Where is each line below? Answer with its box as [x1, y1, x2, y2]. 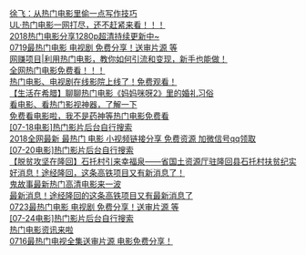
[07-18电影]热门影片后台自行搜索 [9, 122, 133, 132]
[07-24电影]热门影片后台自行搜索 [9, 213, 135, 223]
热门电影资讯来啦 [9, 224, 74, 235]
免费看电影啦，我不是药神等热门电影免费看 [9, 110, 169, 121]
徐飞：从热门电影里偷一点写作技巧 [9, 8, 138, 18]
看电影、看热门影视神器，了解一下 [9, 99, 138, 109]
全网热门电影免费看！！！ [9, 65, 106, 76]
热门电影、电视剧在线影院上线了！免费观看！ [9, 76, 178, 87]
